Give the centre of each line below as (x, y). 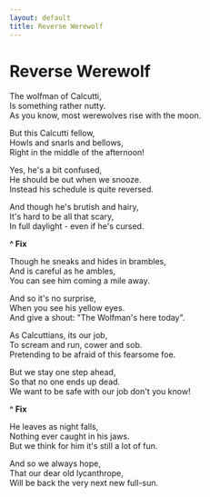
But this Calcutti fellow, (52, 134)
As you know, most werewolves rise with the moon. (105, 115)
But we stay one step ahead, (63, 373)
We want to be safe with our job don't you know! (100, 392)
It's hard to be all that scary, (62, 217)
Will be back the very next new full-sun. (84, 483)
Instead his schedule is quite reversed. (82, 189)
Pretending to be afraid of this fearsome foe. (93, 354)
